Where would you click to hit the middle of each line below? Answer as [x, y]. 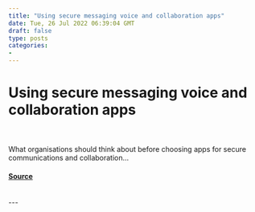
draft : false [30, 31]
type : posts [28, 38]
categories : [28, 46]
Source [21, 176]
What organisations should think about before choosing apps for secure [127, 149]
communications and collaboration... [69, 157]
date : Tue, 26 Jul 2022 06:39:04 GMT [72, 23]
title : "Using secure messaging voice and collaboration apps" [117, 16]
